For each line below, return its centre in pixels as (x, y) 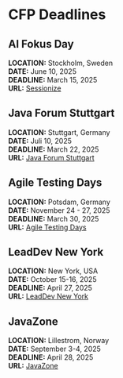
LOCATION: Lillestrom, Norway (59, 341)
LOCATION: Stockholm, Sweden (60, 63)
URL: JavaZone (33, 366)
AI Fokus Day (41, 44)
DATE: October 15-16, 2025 (52, 280)
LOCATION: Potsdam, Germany (59, 202)
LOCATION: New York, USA (53, 271)
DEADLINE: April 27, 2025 (50, 288)
